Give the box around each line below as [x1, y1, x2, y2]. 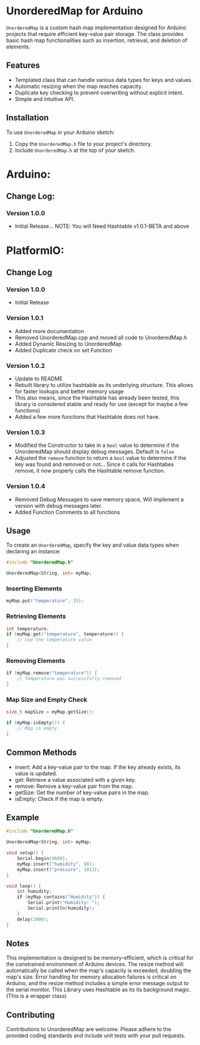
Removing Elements [6, 656, 66, 665]
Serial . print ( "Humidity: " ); [27, 900, 100, 906]
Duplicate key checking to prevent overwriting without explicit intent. [14, 89, 184, 96]
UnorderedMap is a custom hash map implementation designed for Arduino [6, 24, 187, 31]
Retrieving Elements [6, 612, 66, 620]
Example [6, 812, 39, 822]
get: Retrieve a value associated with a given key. [14, 776, 136, 783]
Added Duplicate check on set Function [14, 346, 112, 354]
